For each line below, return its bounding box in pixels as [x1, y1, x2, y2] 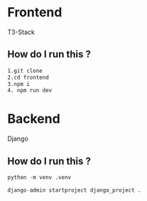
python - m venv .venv [7, 174, 72, 181]
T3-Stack [7, 28, 36, 36]
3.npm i [7, 80, 31, 87]
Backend [7, 111, 60, 127]
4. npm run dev [7, 87, 53, 94]
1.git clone [7, 67, 43, 75]
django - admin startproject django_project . [7, 186, 141, 194]
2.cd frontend [7, 74, 50, 81]
